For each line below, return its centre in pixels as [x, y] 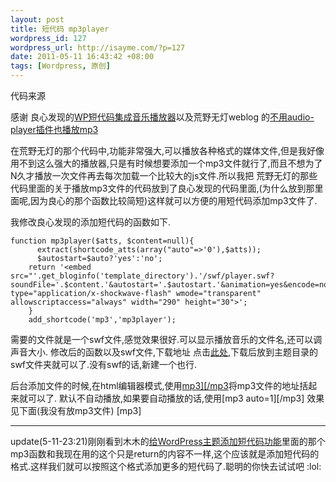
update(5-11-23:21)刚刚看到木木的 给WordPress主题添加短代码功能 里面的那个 [168, 441]
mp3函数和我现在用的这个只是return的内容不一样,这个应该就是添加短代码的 [165, 454]
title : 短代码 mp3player [60, 29]
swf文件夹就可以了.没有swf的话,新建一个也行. [104, 364]
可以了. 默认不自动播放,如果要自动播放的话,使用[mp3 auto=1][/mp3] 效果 [176, 398]
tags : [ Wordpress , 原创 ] [60, 66]
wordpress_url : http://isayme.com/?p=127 [98, 47]
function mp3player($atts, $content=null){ [102, 241]
